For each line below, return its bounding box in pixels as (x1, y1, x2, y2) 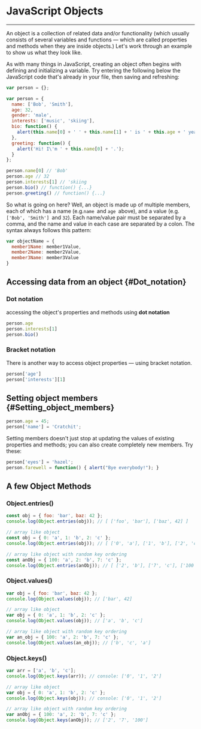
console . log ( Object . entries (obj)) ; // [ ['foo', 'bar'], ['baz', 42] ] (6, 518, 188, 524)
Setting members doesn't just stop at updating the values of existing (6, 434, 175, 442)
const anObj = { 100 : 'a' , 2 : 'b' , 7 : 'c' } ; (6, 557, 122, 563)
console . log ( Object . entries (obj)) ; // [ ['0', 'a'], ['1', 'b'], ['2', (6, 540, 188, 547)
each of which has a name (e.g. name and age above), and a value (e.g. (6, 207, 179, 214)
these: (6, 447, 22, 454)
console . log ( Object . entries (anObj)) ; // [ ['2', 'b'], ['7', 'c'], (6, 562, 178, 568)
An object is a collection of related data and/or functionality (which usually (6, 29, 190, 37)
